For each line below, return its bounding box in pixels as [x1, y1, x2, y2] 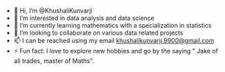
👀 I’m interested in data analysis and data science [13, 14, 155, 22]
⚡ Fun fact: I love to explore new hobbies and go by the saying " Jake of [13, 47, 219, 55]
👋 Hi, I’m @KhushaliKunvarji [13, 7, 93, 15]
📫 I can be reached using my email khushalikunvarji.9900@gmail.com [13, 37, 215, 44]
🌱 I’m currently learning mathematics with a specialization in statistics [13, 21, 212, 29]
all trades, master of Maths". [13, 57, 95, 65]
